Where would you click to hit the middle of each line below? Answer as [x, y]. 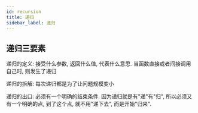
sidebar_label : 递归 [31, 23]
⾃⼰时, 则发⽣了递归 [31, 71]
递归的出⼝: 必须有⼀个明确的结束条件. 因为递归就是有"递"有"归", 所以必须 [97, 96]
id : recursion [24, 12]
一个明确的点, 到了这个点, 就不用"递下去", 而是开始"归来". [81, 104]
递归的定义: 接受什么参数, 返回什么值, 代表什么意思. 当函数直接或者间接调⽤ [99, 64]
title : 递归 [20, 17]
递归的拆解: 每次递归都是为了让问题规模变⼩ [60, 84]
